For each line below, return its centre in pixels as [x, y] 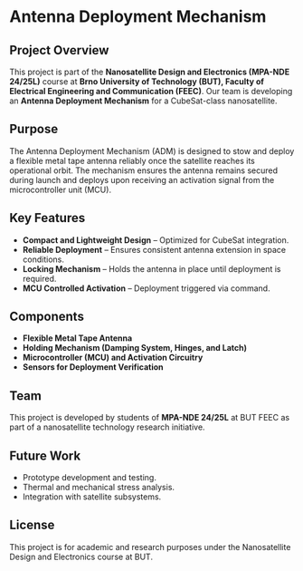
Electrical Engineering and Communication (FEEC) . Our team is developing [151, 91]
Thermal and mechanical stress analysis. [98, 488]
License [32, 525]
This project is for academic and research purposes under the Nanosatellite [150, 547]
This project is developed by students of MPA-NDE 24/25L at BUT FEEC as [150, 418]
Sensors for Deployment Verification [93, 367]
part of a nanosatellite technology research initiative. [107, 427]
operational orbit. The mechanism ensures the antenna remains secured [144, 170]
